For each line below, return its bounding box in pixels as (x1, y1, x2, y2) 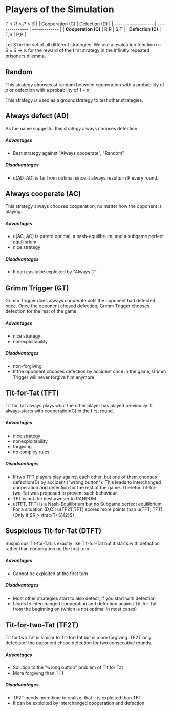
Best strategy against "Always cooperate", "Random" (12, 150, 124, 156)
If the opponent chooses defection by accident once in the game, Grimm (12, 368, 166, 374)
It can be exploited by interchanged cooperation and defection (12, 700, 145, 706)
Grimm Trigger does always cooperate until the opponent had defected (5, 298, 155, 304)
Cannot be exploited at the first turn (12, 570, 89, 577)
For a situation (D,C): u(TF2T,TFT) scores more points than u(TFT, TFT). (12, 506, 164, 512)
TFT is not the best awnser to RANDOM (12, 495, 96, 501)
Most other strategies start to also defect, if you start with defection (12, 595, 156, 601)
